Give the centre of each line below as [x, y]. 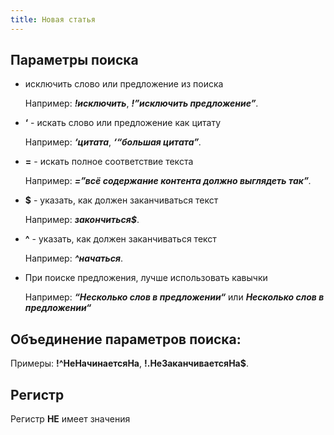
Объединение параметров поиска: [126, 339]
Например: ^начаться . [74, 258]
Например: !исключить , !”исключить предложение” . [141, 103]
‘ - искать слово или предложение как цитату [123, 123]
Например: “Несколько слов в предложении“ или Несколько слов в [174, 297]
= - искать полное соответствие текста [109, 162]
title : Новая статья [53, 19]
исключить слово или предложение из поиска [124, 84]
